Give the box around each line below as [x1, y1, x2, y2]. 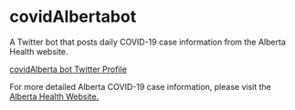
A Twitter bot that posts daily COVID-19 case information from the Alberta [9, 36, 286, 47]
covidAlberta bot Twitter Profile [9, 64, 128, 75]
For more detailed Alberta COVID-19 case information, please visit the [9, 81, 271, 92]
